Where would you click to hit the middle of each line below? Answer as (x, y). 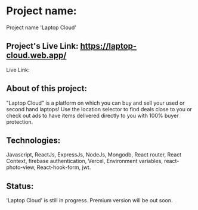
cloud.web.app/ (36, 56)
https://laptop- (109, 46)
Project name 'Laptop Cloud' (41, 27)
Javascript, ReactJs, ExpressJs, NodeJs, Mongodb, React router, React (94, 155)
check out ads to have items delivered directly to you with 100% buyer (92, 115)
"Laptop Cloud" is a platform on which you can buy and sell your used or (95, 103)
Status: (20, 186)
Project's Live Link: (42, 46)
